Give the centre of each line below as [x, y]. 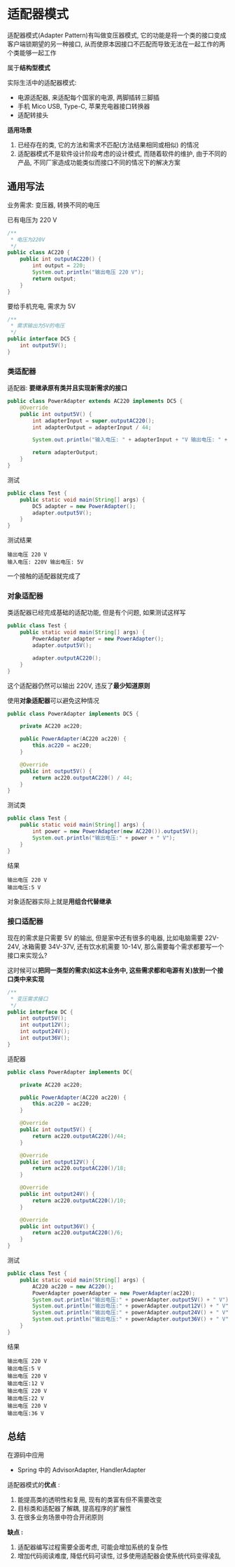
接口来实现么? [27, 955]
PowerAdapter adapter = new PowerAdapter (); [98, 639]
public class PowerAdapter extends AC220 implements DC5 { [95, 401]
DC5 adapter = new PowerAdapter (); [84, 506]
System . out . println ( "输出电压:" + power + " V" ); [104, 838]
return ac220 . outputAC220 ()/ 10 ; [80, 1201]
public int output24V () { [58, 1194]
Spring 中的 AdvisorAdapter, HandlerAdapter [81, 1469]
